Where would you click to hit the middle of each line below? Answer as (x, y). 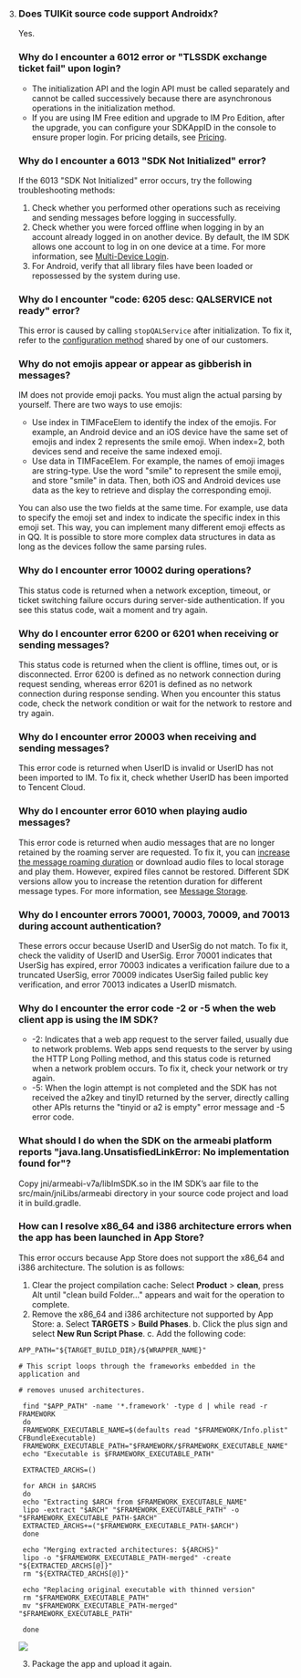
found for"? (44, 1163)
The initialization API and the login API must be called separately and (161, 89)
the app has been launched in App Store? (111, 1237)
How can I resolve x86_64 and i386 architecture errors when (155, 1226)
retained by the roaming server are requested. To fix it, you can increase (154, 852)
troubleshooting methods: (67, 190)
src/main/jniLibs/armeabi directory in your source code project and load (153, 1193)
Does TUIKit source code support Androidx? (118, 14)
